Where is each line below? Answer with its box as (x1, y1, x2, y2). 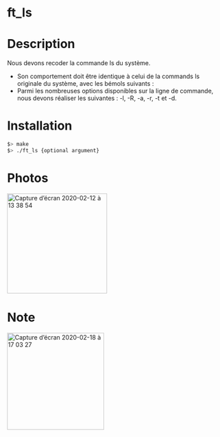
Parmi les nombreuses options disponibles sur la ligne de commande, (16, 87, 214, 95)
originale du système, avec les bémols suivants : (16, 80, 154, 88)
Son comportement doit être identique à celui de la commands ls (16, 72, 200, 80)
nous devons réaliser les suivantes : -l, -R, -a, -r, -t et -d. (16, 94, 177, 102)
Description (7, 36, 75, 52)
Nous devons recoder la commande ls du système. (7, 59, 151, 67)
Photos (7, 170, 49, 186)
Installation (7, 118, 73, 134)
